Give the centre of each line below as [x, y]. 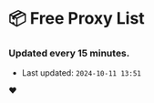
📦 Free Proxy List [77, 19]
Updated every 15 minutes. [69, 54]
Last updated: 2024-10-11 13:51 [82, 73]
